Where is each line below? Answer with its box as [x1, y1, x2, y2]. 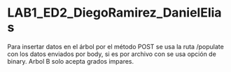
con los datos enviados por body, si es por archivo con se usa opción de [7, 50, 217, 58]
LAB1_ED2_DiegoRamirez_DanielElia [7, 5, 222, 21]
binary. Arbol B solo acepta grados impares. [7, 57, 134, 65]
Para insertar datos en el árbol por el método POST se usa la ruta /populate [7, 42, 224, 51]
